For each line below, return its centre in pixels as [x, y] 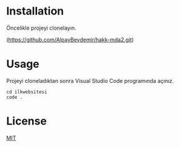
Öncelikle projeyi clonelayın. [42, 28]
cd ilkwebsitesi [27, 92]
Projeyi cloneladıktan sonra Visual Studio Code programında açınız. [90, 80]
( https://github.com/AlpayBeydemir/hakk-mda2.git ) [70, 39]
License [27, 121]
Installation [35, 11]
